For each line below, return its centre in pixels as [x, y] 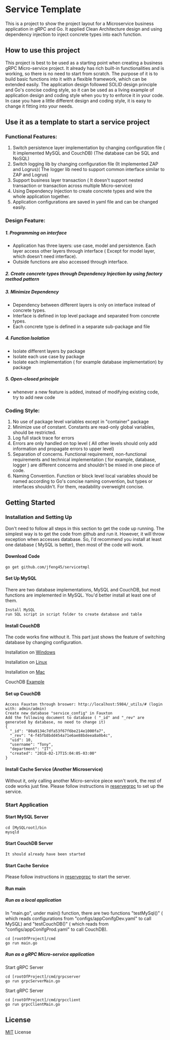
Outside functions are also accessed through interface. [70, 262]
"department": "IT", [32, 749]
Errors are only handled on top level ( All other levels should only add [85, 443]
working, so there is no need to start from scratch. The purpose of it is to [82, 73]
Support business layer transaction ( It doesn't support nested [78, 180]
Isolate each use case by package [48, 356]
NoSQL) [21, 159]
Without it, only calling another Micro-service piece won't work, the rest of [83, 781]
